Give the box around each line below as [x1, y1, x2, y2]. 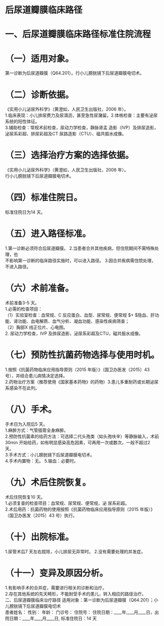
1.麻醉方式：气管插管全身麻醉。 [5, 427, 69, 433]
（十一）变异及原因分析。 [5, 567, 109, 578]
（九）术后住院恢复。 [5, 477, 92, 488]
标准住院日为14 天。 [5, 209, 46, 215]
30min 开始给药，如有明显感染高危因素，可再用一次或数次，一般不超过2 [5, 439, 150, 445]
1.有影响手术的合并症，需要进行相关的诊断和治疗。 [5, 584, 107, 591]
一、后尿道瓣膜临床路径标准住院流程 [5, 29, 151, 40]
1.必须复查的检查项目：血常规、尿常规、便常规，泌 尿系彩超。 [5, 500, 130, 506]
